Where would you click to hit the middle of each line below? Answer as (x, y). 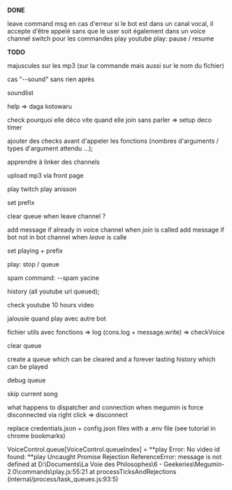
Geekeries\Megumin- (194, 464)
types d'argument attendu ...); (50, 148)
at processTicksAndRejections (133, 471)
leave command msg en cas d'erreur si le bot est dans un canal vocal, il (110, 23)
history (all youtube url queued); (53, 291)
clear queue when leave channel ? (57, 216)
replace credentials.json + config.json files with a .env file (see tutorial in (111, 428)
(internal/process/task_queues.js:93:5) (63, 479)
